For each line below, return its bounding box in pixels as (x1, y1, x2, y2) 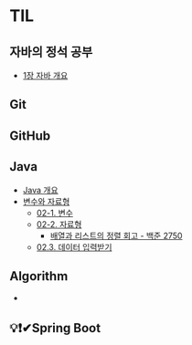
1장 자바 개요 (22, 70, 69, 80)
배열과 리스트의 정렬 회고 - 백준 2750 (49, 230, 183, 241)
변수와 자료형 (22, 195, 70, 206)
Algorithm (9, 268, 69, 284)
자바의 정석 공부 (9, 44, 93, 59)
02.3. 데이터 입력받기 (36, 241, 112, 252)
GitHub (9, 128, 51, 143)
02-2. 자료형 (36, 218, 82, 229)
